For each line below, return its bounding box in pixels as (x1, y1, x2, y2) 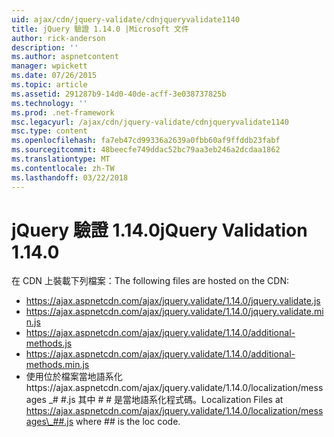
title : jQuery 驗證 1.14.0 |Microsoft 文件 (11, 24, 189, 34)
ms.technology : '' (11, 98, 88, 108)
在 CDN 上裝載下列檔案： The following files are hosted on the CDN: (11, 275, 290, 287)
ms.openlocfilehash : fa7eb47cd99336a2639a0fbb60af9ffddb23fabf (11, 136, 281, 146)
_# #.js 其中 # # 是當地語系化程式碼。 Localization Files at (48, 394, 284, 406)
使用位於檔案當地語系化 (25, 371, 123, 383)
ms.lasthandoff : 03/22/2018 (11, 172, 129, 183)
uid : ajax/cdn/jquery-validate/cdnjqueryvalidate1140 (11, 14, 241, 25)
